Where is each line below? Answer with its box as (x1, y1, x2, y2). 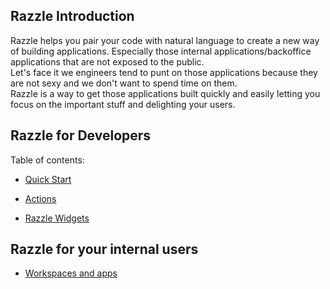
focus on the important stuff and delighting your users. (10, 98, 236, 110)
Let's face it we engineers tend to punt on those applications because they (10, 66, 318, 78)
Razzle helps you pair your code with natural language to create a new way (10, 34, 320, 46)
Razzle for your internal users (10, 241, 199, 258)
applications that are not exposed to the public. (10, 55, 205, 68)
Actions (24, 192, 57, 204)
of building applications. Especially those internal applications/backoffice (10, 45, 312, 57)
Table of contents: (10, 154, 85, 166)
